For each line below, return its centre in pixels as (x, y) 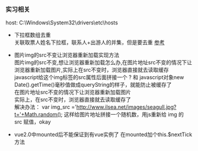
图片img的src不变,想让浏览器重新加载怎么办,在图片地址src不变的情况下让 (103, 62)
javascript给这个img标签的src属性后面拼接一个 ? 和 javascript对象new (99, 77)
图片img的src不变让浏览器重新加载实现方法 (67, 55)
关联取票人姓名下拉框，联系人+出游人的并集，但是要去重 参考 (89, 42)
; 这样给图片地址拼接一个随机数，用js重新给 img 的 (122, 115)
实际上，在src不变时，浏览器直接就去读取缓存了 (73, 100)
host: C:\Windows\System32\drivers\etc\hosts (62, 23)
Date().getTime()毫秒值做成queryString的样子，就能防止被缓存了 (93, 85)
